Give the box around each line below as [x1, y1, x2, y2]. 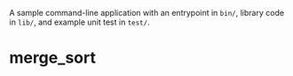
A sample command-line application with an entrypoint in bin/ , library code [9, 8, 285, 18]
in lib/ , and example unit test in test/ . [9, 17, 150, 27]
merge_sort [9, 48, 96, 68]
